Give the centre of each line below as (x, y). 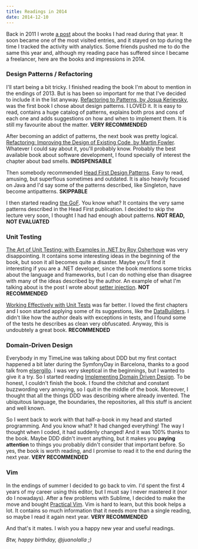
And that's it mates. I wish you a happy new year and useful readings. (90, 528)
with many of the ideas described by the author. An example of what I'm (93, 281)
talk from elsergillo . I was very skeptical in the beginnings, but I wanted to (95, 371)
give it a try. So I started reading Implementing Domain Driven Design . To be (98, 377)
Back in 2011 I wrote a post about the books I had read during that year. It (95, 34)
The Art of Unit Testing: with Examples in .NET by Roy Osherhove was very (97, 250)
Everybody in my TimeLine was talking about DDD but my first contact (91, 358)
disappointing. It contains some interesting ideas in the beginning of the (93, 256)
